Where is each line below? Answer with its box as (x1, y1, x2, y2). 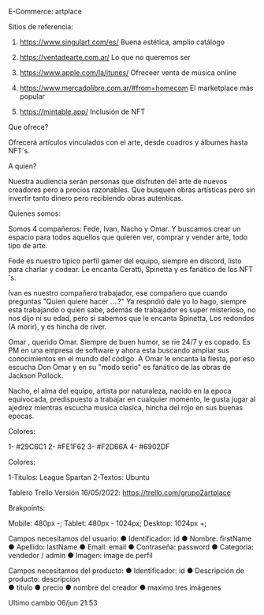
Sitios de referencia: (8, 22, 73, 31)
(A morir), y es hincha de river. (8, 322, 107, 331)
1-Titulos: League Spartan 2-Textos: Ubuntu (8, 473, 150, 481)
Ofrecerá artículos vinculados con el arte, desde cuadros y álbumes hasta (8, 138, 248, 147)
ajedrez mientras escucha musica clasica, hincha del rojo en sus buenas (8, 403, 244, 412)
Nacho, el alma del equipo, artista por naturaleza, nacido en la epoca (8, 387, 232, 395)
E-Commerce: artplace (8, 7, 83, 16)
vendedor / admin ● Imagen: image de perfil (8, 551, 153, 560)
